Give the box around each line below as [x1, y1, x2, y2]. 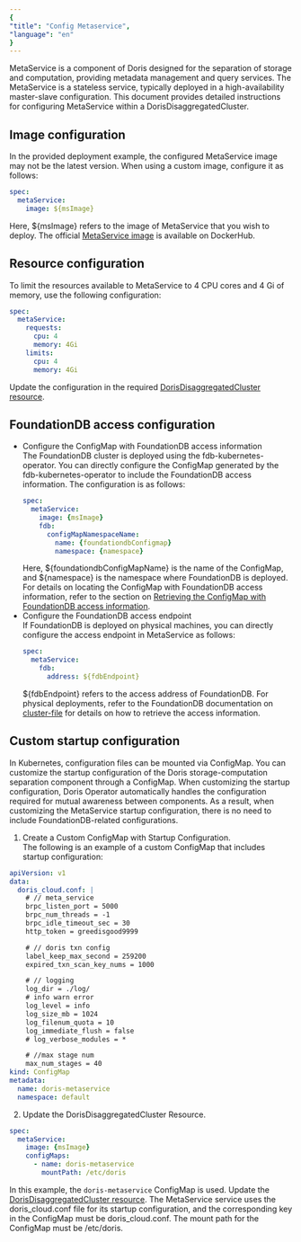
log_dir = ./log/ [25, 985, 91, 994]
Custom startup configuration [9, 733, 181, 749]
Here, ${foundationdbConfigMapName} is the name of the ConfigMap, [22, 563, 284, 573]
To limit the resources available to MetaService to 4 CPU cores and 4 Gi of [9, 279, 285, 290]
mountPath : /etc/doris [41, 1168, 127, 1177]
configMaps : [25, 1151, 70, 1160]
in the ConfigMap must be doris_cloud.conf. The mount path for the [9, 1212, 259, 1223]
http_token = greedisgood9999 [25, 927, 139, 936]
